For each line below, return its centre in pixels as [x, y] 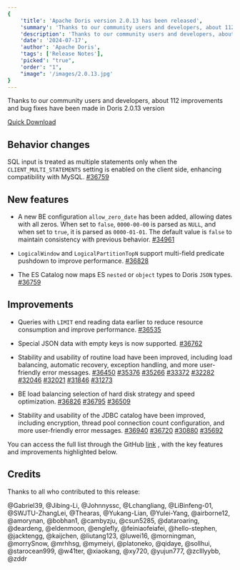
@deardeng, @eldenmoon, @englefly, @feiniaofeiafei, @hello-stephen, [112, 528]
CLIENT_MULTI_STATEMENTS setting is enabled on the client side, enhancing [115, 169]
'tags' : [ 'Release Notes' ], [62, 54]
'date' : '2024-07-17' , [54, 41]
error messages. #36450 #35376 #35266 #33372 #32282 [129, 372]
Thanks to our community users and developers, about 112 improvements [115, 101]
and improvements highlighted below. [62, 451]
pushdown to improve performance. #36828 [83, 261]
